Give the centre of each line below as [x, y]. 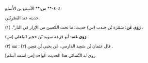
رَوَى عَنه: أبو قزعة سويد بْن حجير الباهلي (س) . [47, 37]
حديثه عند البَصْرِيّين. [23, 18]
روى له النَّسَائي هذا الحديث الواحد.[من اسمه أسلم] [50, 55]
